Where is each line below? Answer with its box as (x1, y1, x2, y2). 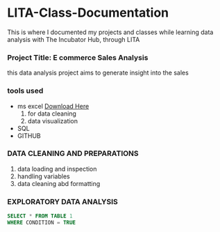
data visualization (27, 116, 78, 125)
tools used (7, 86, 44, 95)
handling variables (17, 172, 71, 180)
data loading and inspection (17, 164, 97, 173)
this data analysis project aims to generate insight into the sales (7, 68, 189, 77)
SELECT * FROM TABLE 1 (7, 212, 73, 220)
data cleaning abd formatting (17, 179, 101, 187)
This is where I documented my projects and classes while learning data (7, 28, 214, 36)
